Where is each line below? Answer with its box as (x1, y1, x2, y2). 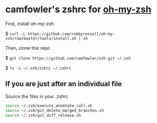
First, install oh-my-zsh (5, 20, 54, 27)
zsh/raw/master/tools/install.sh (5, 36, 77, 41)
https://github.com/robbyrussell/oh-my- (28, 31, 115, 36)
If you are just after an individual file (5, 79, 122, 88)
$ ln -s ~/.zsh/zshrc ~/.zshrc (5, 65, 72, 71)
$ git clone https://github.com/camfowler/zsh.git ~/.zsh (5, 55, 131, 61)
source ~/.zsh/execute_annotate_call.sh (5, 103, 93, 108)
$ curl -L (5, 30, 26, 36)
